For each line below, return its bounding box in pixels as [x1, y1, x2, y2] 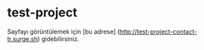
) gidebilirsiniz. [37, 34, 80, 42]
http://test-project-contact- [119, 27, 197, 36]
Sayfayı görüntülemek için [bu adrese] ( [7, 27, 120, 36]
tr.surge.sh [7, 34, 38, 42]
